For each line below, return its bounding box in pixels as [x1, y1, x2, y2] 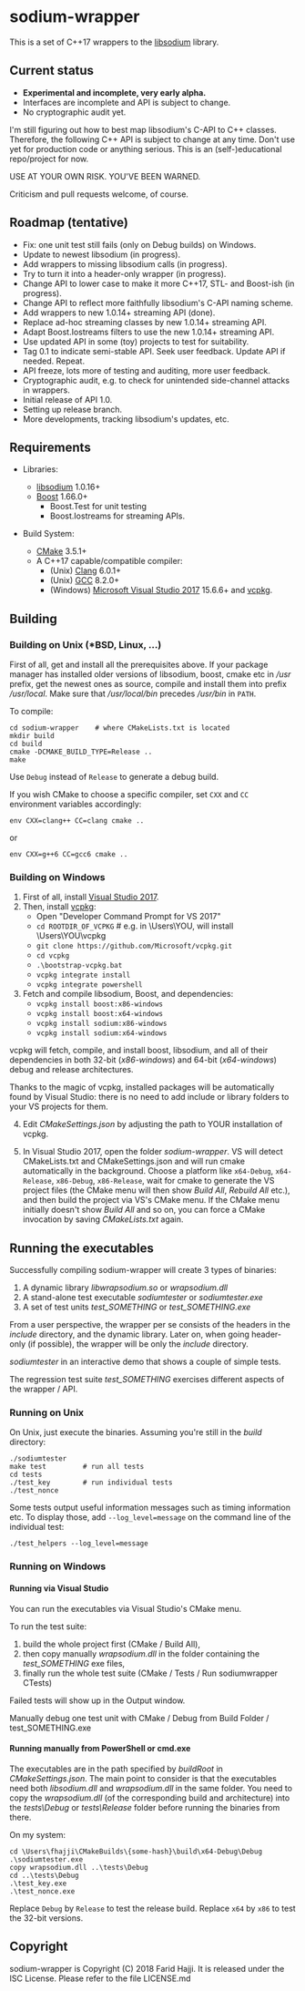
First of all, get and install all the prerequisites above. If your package [9, 659, 269, 671]
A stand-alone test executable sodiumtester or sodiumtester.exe [22, 1292, 264, 1303]
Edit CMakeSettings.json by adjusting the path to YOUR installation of [22, 1119, 283, 1130]
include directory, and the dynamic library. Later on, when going [9, 1329, 250, 1340]
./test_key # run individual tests [9, 1478, 173, 1487]
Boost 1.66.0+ [36, 491, 88, 502]
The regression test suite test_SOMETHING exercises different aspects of [9, 1374, 285, 1385]
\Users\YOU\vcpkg [36, 930, 107, 941]
